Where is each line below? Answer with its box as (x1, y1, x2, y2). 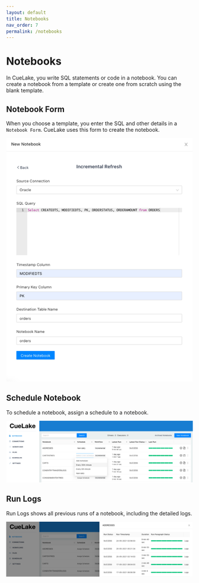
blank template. (6, 87, 44, 94)
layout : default (6, 9, 46, 15)
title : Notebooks (6, 15, 49, 22)
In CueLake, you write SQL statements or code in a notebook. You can (6, 74, 178, 81)
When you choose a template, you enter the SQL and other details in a (6, 120, 178, 127)
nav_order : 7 (6, 22, 38, 28)
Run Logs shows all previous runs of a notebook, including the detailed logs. (6, 509, 192, 517)
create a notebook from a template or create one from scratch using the (6, 81, 182, 88)
